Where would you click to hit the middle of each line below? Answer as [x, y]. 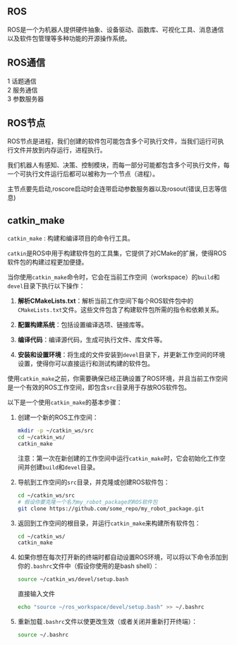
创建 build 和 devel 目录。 [65, 467]
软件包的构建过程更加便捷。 [48, 262]
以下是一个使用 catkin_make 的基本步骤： [65, 402]
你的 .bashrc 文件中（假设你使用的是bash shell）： [88, 566]
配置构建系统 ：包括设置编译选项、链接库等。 [83, 325]
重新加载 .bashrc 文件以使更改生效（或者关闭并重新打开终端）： [107, 621]
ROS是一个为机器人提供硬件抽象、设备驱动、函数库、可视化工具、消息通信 [116, 29]
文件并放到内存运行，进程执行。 [60, 150]
